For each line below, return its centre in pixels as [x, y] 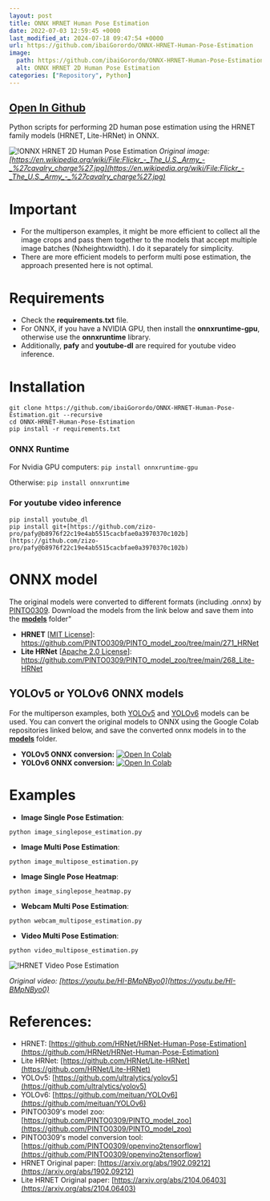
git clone [26, 408]
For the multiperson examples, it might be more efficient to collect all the [140, 231]
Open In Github [48, 108]
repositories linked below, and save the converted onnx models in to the [128, 730]
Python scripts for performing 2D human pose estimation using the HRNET [132, 127]
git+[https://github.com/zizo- [104, 526]
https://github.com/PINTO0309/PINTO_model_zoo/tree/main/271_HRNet [140, 643]
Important [43, 209]
